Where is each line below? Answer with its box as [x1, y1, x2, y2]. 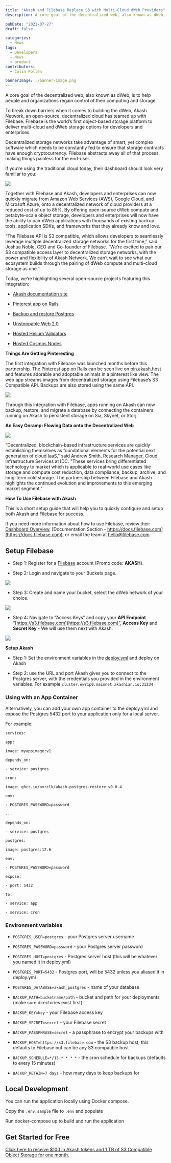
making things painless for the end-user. [5, 156, 90, 162]
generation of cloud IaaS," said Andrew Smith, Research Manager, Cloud [5, 453, 158, 459]
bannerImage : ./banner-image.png [5, 78, 77, 83]
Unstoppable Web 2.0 [12, 321, 59, 327]
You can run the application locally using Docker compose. [5, 1098, 129, 1104]
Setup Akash [5, 645, 33, 651]
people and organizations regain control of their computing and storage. [5, 98, 157, 104]
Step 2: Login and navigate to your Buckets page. [12, 569, 117, 576]
